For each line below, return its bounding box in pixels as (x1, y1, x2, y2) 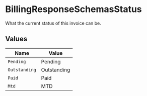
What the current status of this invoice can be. (5, 20, 102, 26)
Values (5, 35, 28, 43)
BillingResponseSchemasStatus (5, 4, 142, 15)
